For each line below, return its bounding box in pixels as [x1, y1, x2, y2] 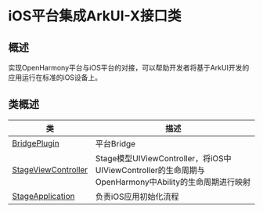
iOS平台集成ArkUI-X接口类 [8, 7, 182, 25]
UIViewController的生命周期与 [95, 164, 206, 175]
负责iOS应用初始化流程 [95, 191, 179, 202]
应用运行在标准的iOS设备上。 [8, 73, 103, 82]
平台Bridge [95, 138, 135, 149]
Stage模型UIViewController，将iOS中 [95, 153, 232, 164]
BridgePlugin [12, 138, 60, 149]
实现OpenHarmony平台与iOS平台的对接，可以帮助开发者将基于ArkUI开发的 [8, 63, 250, 72]
